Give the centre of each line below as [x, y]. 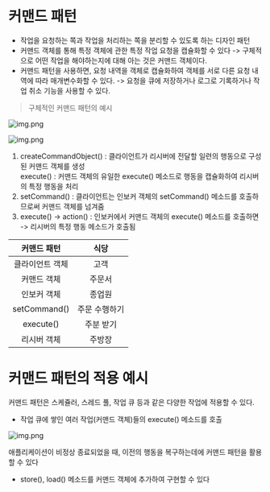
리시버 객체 [41, 339]
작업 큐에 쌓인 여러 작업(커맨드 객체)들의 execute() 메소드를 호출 [121, 419]
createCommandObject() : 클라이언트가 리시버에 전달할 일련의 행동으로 [133, 156]
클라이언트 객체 [41, 264]
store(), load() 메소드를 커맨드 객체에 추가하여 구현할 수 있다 [115, 479]
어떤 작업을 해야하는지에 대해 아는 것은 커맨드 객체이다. [121, 60]
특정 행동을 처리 [54, 186]
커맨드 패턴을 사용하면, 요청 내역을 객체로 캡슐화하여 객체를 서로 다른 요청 [135, 70]
